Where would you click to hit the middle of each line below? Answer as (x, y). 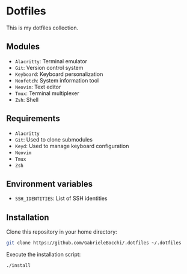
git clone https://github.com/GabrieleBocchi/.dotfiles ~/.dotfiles (94, 243)
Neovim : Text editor (38, 87)
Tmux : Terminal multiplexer (47, 93)
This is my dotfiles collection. (42, 28)
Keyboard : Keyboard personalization (59, 74)
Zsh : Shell (27, 99)
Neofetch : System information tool (57, 80)
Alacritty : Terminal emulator (51, 61)
